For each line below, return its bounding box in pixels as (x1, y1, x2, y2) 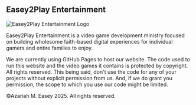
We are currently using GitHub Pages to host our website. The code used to (6, 55, 190, 63)
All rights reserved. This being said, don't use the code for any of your (6, 68, 177, 76)
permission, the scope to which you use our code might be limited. (6, 81, 168, 88)
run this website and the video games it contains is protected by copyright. (6, 62, 188, 69)
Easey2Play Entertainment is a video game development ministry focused (6, 32, 185, 39)
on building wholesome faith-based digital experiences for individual (6, 38, 173, 45)
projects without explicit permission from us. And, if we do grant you (6, 74, 173, 81)
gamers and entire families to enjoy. (6, 44, 93, 51)
